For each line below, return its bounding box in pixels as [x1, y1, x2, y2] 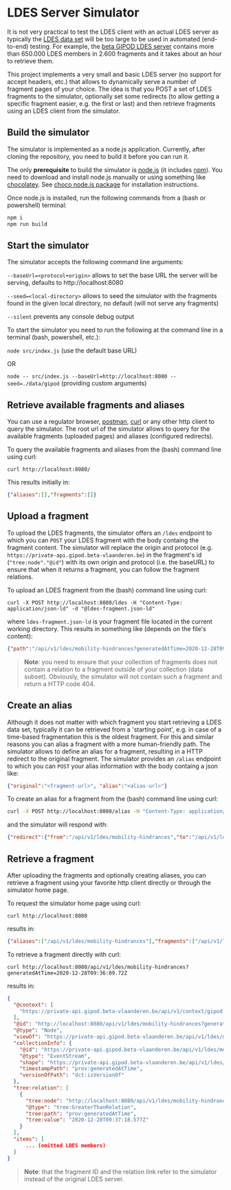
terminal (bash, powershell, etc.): [7, 333, 101, 341]
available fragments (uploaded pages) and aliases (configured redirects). [7, 432, 214, 440]
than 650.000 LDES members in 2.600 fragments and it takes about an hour [7, 50, 222, 58]
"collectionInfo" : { [13, 1039, 72, 1047]
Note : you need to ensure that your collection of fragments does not [23, 657, 218, 666]
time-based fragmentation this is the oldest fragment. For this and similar [7, 732, 214, 741]
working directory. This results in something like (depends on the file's [7, 624, 206, 633]
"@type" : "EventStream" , [19, 1052, 91, 1059]
